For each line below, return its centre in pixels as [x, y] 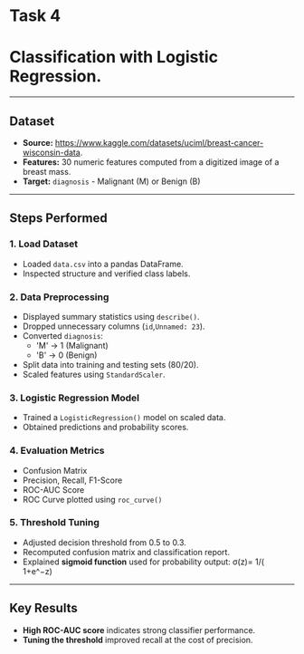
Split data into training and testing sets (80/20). [110, 364]
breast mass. [47, 171]
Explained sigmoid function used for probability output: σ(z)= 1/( [143, 562]
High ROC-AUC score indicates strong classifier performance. [139, 630]
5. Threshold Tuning [54, 523]
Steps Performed [59, 218]
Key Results [44, 608]
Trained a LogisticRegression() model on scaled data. [124, 418]
